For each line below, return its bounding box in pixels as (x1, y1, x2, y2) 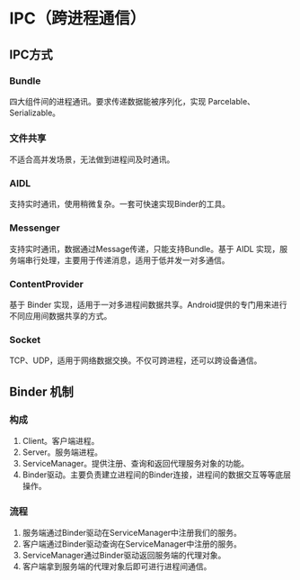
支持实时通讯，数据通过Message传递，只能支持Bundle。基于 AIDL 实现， (9, 243, 280, 254)
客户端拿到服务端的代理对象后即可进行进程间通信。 (22, 561, 212, 572)
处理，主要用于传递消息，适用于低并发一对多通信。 (40, 254, 230, 266)
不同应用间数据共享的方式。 (9, 311, 112, 322)
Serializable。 (9, 107, 61, 118)
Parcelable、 (207, 95, 256, 106)
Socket (9, 333, 41, 346)
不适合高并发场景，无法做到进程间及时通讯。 (9, 154, 175, 165)
